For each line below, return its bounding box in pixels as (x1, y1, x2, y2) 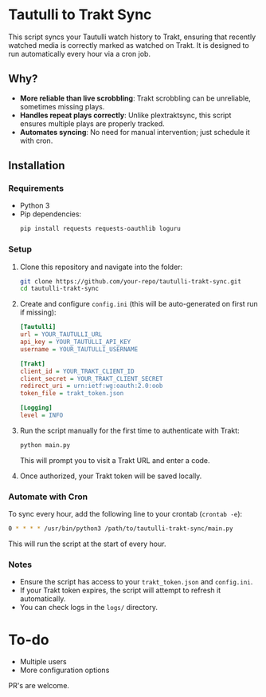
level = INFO (19, 411, 64, 420)
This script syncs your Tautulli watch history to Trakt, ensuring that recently (8, 32, 256, 42)
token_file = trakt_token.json (19, 390, 124, 398)
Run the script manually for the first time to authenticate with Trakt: (19, 426, 241, 435)
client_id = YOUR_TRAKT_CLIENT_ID (19, 367, 135, 375)
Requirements (8, 183, 65, 194)
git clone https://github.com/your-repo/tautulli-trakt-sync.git (19, 277, 241, 285)
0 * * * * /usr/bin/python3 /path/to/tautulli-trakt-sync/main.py (8, 525, 233, 533)
